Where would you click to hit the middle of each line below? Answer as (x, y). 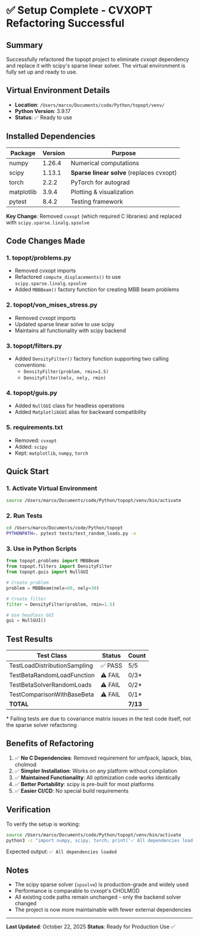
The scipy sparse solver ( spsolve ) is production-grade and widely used (102, 884)
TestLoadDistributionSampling (51, 665)
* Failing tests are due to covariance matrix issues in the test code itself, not (99, 719)
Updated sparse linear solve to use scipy (64, 324)
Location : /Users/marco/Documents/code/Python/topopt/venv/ (89, 105)
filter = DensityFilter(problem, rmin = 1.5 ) (61, 604)
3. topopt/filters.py (34, 346)
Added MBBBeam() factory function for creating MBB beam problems (97, 290)
